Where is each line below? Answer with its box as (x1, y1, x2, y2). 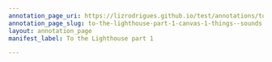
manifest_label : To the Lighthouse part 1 (8, 34, 154, 43)
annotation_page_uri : (8, 11, 82, 20)
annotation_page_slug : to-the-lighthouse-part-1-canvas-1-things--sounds (8, 19, 263, 27)
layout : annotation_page (8, 27, 92, 35)
